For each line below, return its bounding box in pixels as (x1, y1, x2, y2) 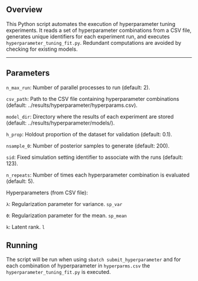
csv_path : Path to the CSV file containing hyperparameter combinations (6, 95, 180, 102)
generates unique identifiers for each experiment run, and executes (6, 32, 170, 40)
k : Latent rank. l (6, 223, 45, 230)
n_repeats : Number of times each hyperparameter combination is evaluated (6, 171, 190, 178)
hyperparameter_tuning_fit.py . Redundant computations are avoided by (6, 39, 181, 46)
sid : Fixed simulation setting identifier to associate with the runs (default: (6, 153, 183, 161)
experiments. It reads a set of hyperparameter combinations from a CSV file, (6, 27, 192, 34)
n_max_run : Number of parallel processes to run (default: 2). (6, 84, 150, 91)
